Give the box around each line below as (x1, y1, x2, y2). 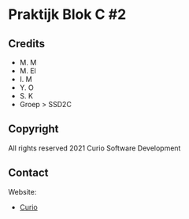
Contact (8, 166, 49, 180)
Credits (8, 37, 46, 50)
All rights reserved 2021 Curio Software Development (8, 143, 181, 153)
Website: (8, 187, 37, 196)
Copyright (8, 122, 59, 135)
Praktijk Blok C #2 (8, 6, 127, 24)
